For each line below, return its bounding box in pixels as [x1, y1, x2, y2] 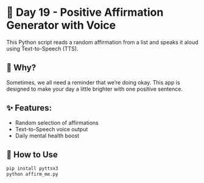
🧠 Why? [6, 63, 37, 73]
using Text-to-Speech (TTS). [6, 45, 79, 52]
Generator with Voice [6, 18, 116, 32]
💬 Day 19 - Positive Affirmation [6, 5, 164, 19]
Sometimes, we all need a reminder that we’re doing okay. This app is [6, 78, 181, 86]
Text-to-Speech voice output [15, 125, 88, 133]
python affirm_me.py [6, 171, 59, 178]
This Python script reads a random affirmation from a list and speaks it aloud [6, 38, 199, 46]
